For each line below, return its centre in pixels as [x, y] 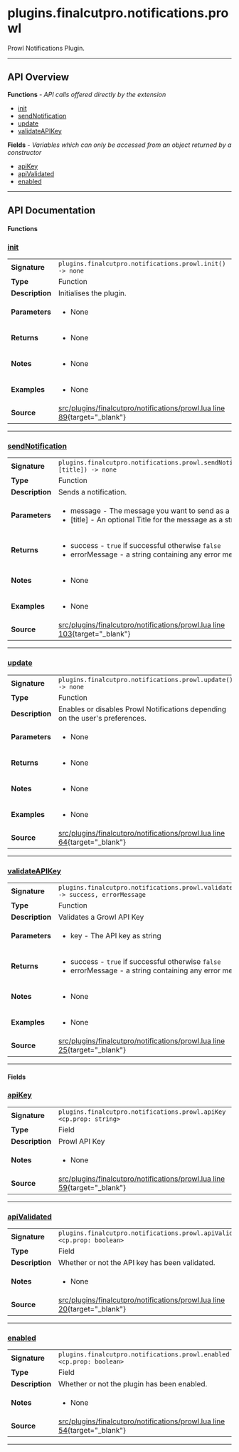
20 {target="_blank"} [92, 1309]
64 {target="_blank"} [92, 842]
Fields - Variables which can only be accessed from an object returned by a [119, 145]
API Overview [38, 77]
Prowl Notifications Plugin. [46, 48]
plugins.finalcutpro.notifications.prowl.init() [142, 264]
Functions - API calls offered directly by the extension [87, 94]
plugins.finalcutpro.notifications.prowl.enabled [144, 1355]
